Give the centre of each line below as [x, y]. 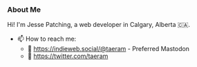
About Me [24, 10]
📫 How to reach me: [47, 39]
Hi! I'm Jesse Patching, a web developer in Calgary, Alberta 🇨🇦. [99, 25]
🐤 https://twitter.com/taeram [68, 56]
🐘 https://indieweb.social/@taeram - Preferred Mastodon [109, 49]
